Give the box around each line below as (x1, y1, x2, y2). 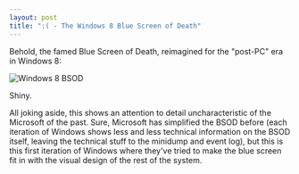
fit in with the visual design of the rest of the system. (9, 154, 203, 165)
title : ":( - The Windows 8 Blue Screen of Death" (9, 21, 202, 30)
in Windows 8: (9, 55, 62, 66)
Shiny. (9, 90, 33, 101)
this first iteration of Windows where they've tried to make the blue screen (9, 145, 282, 156)
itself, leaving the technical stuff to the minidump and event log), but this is (9, 136, 284, 146)
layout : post (9, 12, 58, 22)
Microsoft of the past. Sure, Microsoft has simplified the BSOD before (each (9, 117, 287, 128)
